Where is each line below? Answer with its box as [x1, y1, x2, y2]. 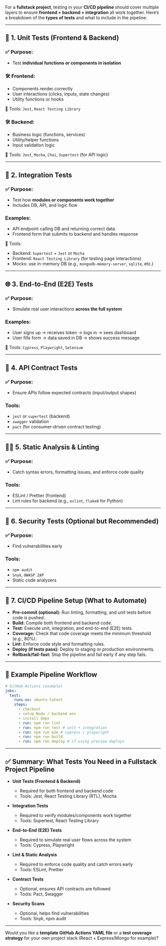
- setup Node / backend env [18, 711, 77, 716]
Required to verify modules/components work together [19, 813, 132, 819]
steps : [14, 702, 28, 707]
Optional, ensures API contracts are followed [19, 886, 111, 892]
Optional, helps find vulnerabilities [19, 910, 89, 916]
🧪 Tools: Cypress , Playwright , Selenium [5, 345, 83, 351]
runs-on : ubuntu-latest [14, 698, 63, 703]
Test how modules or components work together [12, 197, 115, 203]
